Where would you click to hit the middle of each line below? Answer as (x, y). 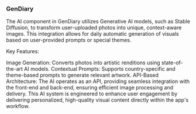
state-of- (172, 63)
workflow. (18, 106)
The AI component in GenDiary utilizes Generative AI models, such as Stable (98, 22)
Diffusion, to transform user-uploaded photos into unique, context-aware (94, 27)
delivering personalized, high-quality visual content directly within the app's (97, 100)
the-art (15, 69)
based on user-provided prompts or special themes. (69, 40)
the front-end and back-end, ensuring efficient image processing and (90, 88)
